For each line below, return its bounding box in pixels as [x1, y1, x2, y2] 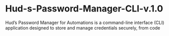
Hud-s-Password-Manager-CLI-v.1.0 [5, 3, 163, 14]
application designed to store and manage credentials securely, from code [5, 24, 160, 30]
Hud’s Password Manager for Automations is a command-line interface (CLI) [5, 19, 164, 25]
